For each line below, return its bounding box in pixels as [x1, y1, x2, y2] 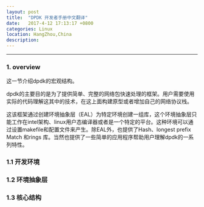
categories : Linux [6, 25, 53, 32]
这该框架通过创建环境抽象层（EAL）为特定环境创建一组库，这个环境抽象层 [6, 110, 192, 118]
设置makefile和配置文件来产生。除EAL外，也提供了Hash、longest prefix [11, 126, 191, 134]
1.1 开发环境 [6, 158, 40, 166]
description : [6, 37, 39, 43]
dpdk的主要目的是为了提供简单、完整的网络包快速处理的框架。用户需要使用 [6, 90, 195, 98]
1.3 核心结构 [6, 194, 42, 202]
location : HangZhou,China [6, 32, 72, 38]
